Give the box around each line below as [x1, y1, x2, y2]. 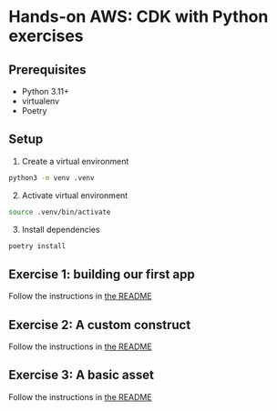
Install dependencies [21, 224, 101, 235]
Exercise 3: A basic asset [8, 367, 154, 383]
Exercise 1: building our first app [8, 266, 195, 282]
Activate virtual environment [21, 189, 128, 201]
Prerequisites [8, 62, 87, 77]
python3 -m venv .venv [8, 173, 95, 183]
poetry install [8, 241, 67, 251]
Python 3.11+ [21, 86, 70, 96]
